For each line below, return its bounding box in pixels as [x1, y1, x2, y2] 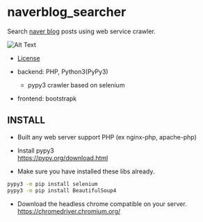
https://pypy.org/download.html [17, 153, 108, 162]
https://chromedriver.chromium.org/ [17, 207, 121, 215]
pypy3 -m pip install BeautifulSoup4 [7, 187, 117, 194]
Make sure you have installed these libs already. [17, 167, 155, 176]
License [17, 53, 40, 62]
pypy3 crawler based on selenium [27, 80, 125, 89]
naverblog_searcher [7, 4, 127, 20]
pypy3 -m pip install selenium [7, 180, 98, 187]
